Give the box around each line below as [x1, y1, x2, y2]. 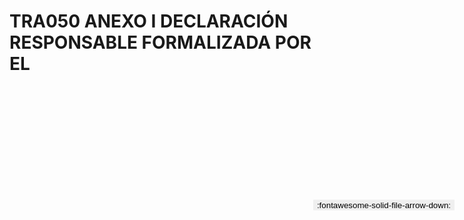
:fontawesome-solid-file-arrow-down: [316, 200, 451, 210]
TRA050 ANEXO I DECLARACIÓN [9, 10, 289, 33]
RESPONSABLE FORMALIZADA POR [9, 31, 312, 54]
